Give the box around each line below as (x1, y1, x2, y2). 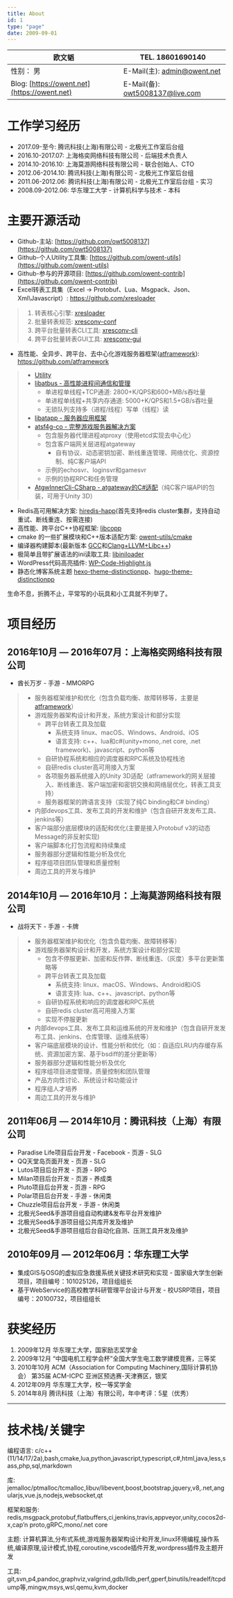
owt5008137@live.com (123, 88, 201, 98)
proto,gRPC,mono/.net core (29, 1521, 108, 1529)
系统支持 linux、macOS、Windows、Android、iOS (55, 728, 199, 737)
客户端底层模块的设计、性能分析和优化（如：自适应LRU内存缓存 (34, 1041, 217, 1049)
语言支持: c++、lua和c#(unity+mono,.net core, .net (55, 737, 201, 746)
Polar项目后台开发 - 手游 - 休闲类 (17, 1191, 112, 1200)
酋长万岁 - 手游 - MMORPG (17, 679, 95, 687)
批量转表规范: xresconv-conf (34, 317, 116, 326)
